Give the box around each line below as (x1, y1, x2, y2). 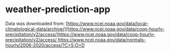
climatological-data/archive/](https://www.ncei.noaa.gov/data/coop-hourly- (5, 25, 165, 32)
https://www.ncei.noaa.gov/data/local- (67, 20, 149, 26)
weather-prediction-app (5, 4, 111, 15)
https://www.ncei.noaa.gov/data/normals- (58, 37, 147, 43)
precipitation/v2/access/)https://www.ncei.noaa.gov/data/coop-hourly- (5, 31, 156, 37)
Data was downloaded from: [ (5, 20, 68, 26)
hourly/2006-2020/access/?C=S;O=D (5, 42, 85, 48)
